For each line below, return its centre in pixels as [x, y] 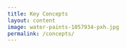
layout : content [31, 20]
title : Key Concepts [38, 14]
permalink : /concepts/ [41, 34]
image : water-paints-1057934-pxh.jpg [63, 27]
